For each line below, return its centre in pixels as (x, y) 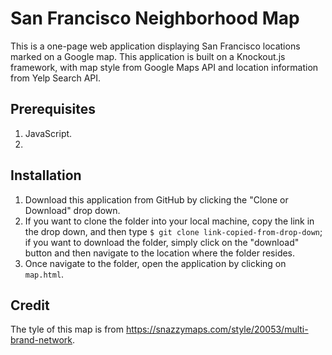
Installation (46, 175)
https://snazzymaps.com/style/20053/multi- (217, 329)
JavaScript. (48, 133)
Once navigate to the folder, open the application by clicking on (155, 263)
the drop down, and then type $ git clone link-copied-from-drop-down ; (173, 231)
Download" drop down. (72, 210)
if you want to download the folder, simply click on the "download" (162, 242)
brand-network (41, 340)
